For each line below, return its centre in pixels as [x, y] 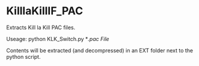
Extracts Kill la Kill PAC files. [41, 27]
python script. [23, 56]
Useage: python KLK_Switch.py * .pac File [58, 39]
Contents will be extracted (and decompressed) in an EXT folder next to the [100, 50]
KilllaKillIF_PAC [44, 11]
